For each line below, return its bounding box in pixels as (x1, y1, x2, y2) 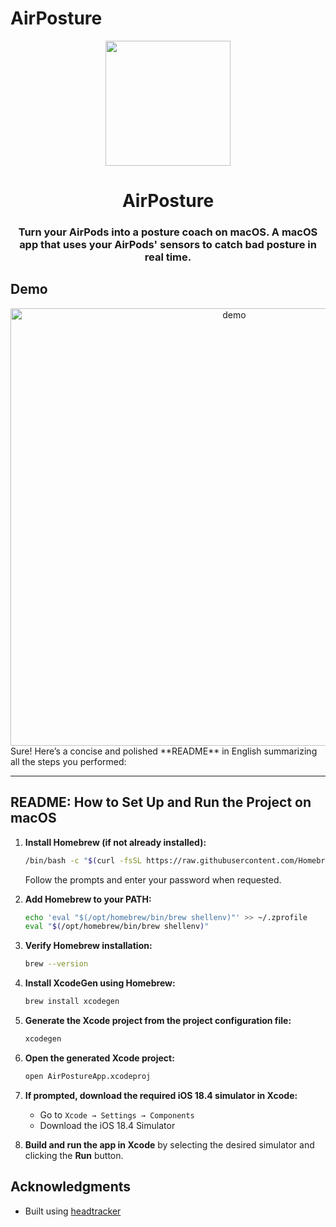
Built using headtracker (24, 1205, 122, 1217)
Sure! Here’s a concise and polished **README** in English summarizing (10, 745, 318, 757)
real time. (144, 250, 192, 264)
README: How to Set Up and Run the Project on (10, 794, 312, 811)
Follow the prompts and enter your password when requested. (24, 873, 282, 886)
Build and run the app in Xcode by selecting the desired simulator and (24, 1138, 315, 1151)
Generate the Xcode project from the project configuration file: (24, 1015, 292, 1027)
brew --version (24, 959, 89, 969)
